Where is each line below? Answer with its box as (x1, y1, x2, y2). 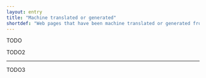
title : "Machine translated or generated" (6, 15, 116, 21)
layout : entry (6, 9, 43, 15)
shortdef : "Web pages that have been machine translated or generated (6, 20, 191, 26)
